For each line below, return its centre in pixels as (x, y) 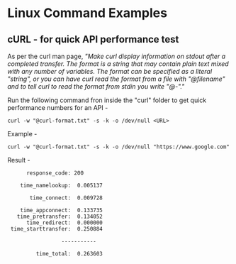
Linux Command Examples (88, 13)
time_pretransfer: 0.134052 (60, 216)
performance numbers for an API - (58, 108)
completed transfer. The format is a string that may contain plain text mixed (118, 64)
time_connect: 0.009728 (66, 198)
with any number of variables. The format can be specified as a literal (110, 71)
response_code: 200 (55, 173)
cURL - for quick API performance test (93, 39)
